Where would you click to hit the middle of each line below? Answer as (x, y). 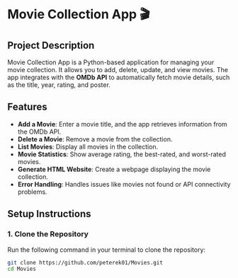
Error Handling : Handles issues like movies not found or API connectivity (124, 184)
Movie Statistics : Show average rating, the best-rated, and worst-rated (122, 154)
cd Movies (22, 269)
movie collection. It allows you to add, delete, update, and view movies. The (118, 70)
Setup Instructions (49, 214)
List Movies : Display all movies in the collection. (88, 146)
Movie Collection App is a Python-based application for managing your (111, 62)
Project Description (51, 45)
